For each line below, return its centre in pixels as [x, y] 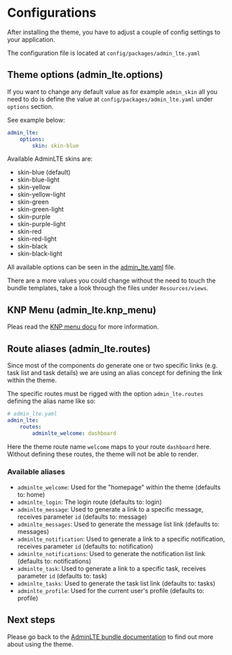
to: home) [31, 494]
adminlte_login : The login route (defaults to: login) [89, 502]
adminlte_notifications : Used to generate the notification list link [111, 553]
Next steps [31, 620]
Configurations [52, 13]
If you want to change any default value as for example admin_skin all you [112, 91]
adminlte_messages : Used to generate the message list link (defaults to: [118, 524]
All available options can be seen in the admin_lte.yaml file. [91, 267]
